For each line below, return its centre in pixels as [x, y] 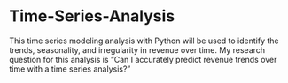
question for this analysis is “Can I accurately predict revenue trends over [143, 59]
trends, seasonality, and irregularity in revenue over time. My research [137, 49]
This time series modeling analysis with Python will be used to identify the [144, 41]
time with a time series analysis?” [70, 69]
